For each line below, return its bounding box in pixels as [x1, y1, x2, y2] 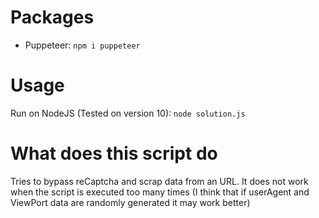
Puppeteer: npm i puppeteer [24, 39, 141, 51]
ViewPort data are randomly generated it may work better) [10, 196, 251, 208]
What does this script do [10, 142, 218, 165]
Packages [10, 6, 95, 29]
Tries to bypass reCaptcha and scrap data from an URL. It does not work [10, 175, 309, 187]
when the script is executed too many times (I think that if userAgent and [10, 186, 310, 198]
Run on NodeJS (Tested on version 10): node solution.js [10, 107, 246, 119]
